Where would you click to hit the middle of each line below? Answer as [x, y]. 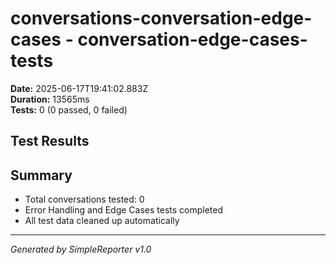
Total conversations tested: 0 [84, 199]
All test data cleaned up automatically [102, 221]
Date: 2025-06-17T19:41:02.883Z [79, 88]
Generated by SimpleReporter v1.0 [81, 249]
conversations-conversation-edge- [161, 18]
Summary [41, 175]
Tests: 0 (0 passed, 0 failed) [69, 109]
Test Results [50, 141]
